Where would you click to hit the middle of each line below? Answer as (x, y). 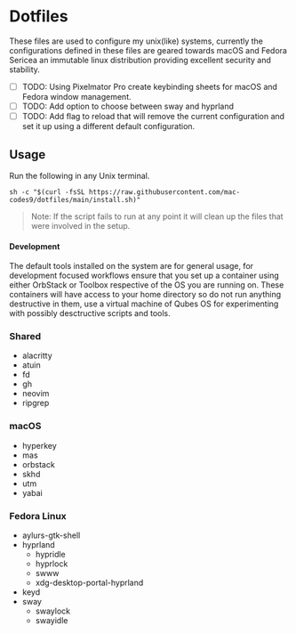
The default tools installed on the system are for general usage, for (132, 266)
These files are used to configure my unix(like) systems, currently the (136, 41)
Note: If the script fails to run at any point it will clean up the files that (157, 216)
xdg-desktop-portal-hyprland (89, 583)
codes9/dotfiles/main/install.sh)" (75, 199)
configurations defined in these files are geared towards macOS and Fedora (148, 50)
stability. (24, 69)
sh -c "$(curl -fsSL (48, 192)
